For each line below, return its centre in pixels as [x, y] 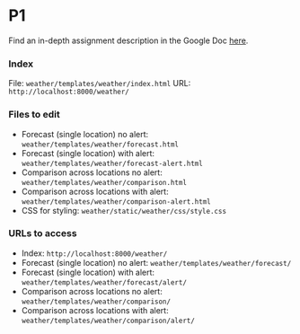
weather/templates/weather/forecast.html [100, 145]
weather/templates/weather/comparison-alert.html [116, 202]
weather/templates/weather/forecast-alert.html [112, 163]
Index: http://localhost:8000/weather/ [94, 253]
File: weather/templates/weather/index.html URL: [100, 83]
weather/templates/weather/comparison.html [104, 182]
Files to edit [34, 115]
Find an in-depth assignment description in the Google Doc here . [128, 40]
